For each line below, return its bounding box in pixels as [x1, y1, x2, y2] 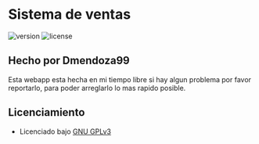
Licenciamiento [8, 106, 85, 119]
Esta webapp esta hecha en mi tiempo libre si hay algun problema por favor [8, 74, 252, 84]
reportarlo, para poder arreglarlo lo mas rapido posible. [8, 83, 186, 92]
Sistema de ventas [8, 5, 131, 23]
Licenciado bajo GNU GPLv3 [19, 127, 112, 136]
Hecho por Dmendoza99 [8, 54, 131, 67]
